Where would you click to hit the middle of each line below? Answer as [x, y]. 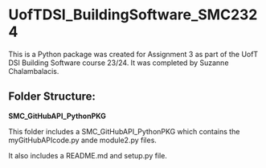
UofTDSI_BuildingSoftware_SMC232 [133, 15]
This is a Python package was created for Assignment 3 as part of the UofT [133, 54]
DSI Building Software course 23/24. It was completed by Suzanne [119, 63]
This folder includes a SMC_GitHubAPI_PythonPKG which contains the [124, 131]
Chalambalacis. [34, 71]
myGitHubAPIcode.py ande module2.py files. [82, 140]
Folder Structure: [52, 97]
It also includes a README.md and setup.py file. [88, 155]
